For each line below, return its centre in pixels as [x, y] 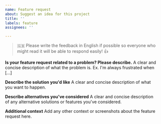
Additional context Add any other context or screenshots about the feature [80, 111]
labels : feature [21, 23]
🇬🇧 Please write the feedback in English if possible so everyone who [86, 46]
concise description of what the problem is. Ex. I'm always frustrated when [80, 68]
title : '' [15, 18]
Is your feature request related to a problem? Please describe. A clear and [80, 62]
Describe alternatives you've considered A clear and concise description [79, 97]
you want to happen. [25, 87]
